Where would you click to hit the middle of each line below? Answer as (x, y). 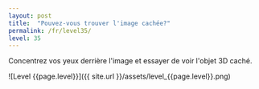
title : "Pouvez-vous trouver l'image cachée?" (90, 23)
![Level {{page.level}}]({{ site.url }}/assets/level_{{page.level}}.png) (119, 76)
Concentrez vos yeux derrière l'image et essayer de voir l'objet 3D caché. (130, 61)
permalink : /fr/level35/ (50, 30)
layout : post (30, 16)
